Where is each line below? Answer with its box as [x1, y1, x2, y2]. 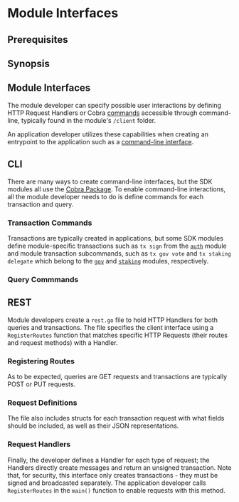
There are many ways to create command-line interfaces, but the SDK [7, 177, 213, 186]
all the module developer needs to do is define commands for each [7, 192, 204, 201]
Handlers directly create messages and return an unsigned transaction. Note [7, 463, 232, 472]
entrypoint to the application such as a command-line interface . [7, 137, 194, 146]
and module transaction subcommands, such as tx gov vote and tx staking [7, 249, 231, 258]
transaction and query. [7, 200, 74, 209]
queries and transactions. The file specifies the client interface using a [7, 323, 214, 331]
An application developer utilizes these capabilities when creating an [7, 130, 208, 139]
